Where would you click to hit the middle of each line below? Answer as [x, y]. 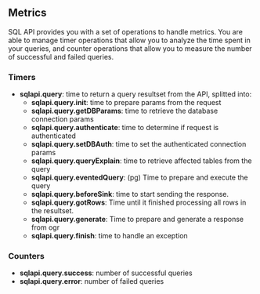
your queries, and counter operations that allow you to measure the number [130, 48]
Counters [26, 256]
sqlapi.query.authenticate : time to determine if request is [125, 128]
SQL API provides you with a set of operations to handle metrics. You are [125, 31]
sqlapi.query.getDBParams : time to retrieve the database [125, 111]
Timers [22, 77]
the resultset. [52, 211]
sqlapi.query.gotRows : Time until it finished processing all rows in [139, 202]
